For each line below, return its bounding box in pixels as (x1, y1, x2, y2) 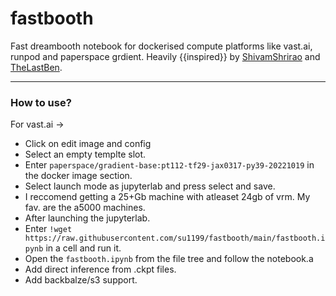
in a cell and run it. (45, 242, 122, 254)
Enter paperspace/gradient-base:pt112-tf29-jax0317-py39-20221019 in (24, 159, 315, 171)
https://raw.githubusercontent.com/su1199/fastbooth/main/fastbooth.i (24, 233, 326, 244)
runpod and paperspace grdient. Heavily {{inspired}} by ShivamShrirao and (10, 50, 321, 62)
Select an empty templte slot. (24, 148, 147, 161)
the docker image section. (24, 170, 133, 182)
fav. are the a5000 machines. (24, 202, 146, 214)
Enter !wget (24, 223, 73, 235)
